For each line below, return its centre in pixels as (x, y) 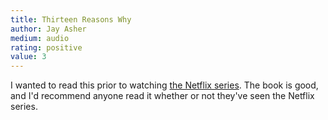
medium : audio (40, 38)
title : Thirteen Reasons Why (71, 19)
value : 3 (28, 57)
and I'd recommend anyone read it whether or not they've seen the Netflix (162, 96)
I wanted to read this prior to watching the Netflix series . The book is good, (164, 85)
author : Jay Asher (48, 29)
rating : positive (46, 47)
